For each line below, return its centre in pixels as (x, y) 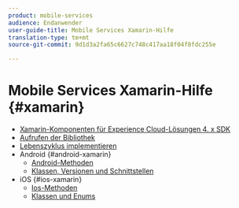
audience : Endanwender (45, 23)
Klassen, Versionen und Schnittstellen (92, 171)
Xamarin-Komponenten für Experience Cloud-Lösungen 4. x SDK (125, 129)
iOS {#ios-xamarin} (51, 180)
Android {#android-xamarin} (65, 154)
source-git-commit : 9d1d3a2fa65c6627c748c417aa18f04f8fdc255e (112, 45)
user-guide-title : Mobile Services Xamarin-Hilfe (91, 30)
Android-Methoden (62, 163)
